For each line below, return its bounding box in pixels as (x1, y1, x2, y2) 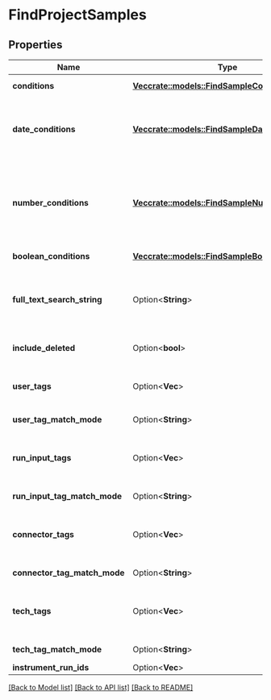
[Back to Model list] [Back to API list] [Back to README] (8, 683, 194, 692)
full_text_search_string (12, 294, 102, 305)
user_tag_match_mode (12, 414, 102, 425)
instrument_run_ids (12, 662, 90, 673)
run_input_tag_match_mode (12, 490, 123, 502)
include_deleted (12, 343, 76, 353)
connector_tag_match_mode (12, 567, 125, 578)
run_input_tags (12, 452, 72, 463)
